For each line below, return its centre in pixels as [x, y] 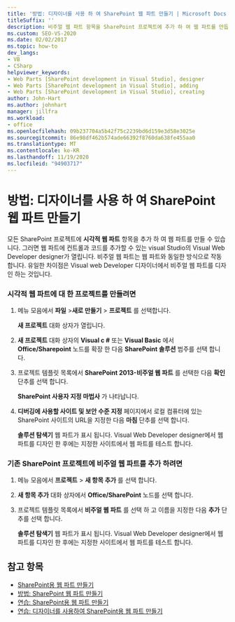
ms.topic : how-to [33, 46]
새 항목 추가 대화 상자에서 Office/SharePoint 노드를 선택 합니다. [105, 495]
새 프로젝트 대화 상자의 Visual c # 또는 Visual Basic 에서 [96, 340]
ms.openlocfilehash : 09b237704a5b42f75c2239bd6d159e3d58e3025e [101, 131]
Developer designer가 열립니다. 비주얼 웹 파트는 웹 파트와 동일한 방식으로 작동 [115, 256]
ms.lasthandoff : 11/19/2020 [48, 157]
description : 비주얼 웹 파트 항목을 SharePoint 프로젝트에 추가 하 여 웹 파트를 [112, 27]
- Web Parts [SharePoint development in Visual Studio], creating [106, 92]
